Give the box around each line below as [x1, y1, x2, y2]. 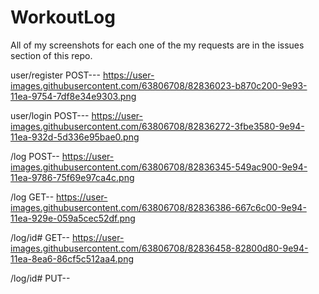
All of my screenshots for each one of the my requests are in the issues [10, 39, 305, 51]
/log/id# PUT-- [10, 272, 71, 284]
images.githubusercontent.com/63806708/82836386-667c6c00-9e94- [10, 201, 307, 213]
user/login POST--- [10, 109, 90, 121]
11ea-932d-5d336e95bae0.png [10, 131, 140, 143]
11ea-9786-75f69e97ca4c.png [10, 171, 135, 183]
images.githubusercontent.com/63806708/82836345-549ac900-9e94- [10, 161, 308, 173]
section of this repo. [10, 49, 93, 61]
